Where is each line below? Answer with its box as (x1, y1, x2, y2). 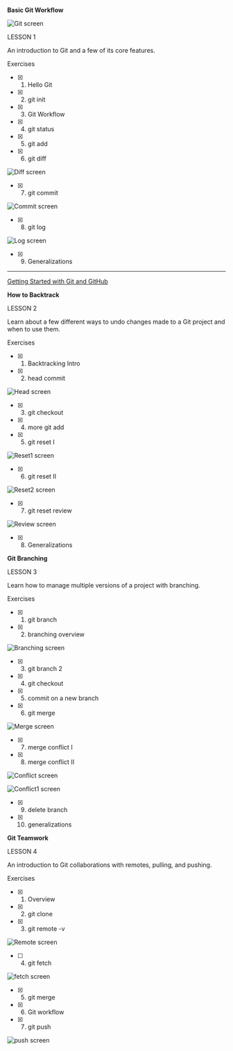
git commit (27, 189, 58, 197)
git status (27, 125, 55, 133)
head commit (27, 374, 66, 382)
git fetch (27, 959, 52, 967)
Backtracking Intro (27, 359, 80, 367)
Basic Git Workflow (7, 6, 64, 14)
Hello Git (27, 81, 53, 89)
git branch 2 (27, 665, 62, 672)
